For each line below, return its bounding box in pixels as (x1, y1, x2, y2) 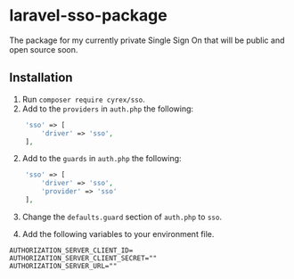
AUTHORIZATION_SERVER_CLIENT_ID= (9, 246, 134, 255)
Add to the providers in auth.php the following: (21, 103, 194, 114)
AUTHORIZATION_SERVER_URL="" (9, 261, 118, 270)
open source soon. (9, 44, 78, 54)
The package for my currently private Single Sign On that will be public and (9, 35, 285, 45)
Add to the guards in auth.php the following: (21, 153, 182, 164)
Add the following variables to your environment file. (21, 228, 215, 239)
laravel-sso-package (9, 5, 167, 26)
